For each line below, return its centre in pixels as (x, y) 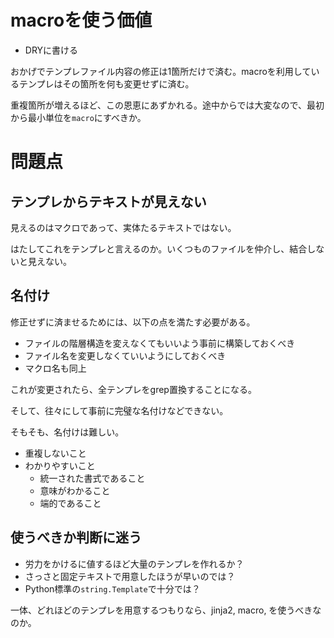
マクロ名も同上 (55, 368)
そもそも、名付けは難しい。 (67, 432)
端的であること (70, 503)
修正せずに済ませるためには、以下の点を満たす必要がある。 (133, 322)
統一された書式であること (92, 478)
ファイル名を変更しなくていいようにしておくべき (125, 355)
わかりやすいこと (60, 465)
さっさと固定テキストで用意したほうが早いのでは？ (130, 576)
